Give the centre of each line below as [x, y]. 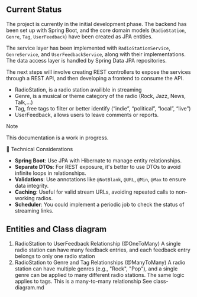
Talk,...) [24, 102]
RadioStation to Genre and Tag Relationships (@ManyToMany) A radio [100, 262]
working [25, 198]
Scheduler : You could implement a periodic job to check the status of [99, 204]
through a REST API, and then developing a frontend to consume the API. [95, 78]
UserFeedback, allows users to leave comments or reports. [87, 115]
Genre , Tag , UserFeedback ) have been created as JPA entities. [79, 36]
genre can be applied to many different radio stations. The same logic [99, 275]
